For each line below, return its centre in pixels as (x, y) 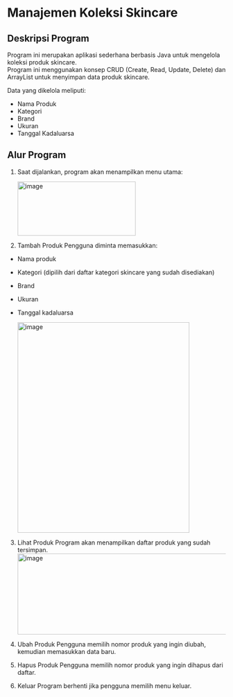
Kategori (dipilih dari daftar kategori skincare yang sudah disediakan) (116, 272)
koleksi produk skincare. (42, 62)
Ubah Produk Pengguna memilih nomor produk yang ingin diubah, (112, 644)
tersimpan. (33, 549)
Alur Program (37, 155)
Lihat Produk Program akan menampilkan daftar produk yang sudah (114, 542)
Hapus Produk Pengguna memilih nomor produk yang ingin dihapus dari (120, 665)
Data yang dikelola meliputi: (47, 90)
